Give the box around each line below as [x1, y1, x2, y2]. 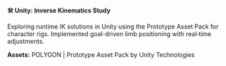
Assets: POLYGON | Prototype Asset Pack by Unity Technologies [7, 51, 195, 58]
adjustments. [7, 38, 45, 45]
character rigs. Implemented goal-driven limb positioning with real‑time [7, 30, 211, 38]
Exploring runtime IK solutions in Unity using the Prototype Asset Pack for [7, 22, 219, 31]
